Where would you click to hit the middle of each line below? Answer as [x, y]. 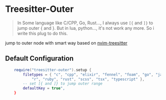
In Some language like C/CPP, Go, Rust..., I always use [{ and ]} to [85, 23]
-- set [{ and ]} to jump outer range [63, 84]
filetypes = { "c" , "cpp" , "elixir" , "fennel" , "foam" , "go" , [88, 75]
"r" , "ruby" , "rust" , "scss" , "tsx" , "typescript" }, [88, 79]
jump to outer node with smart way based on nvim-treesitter [66, 43]
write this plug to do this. [42, 33]
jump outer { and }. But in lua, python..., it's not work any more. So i [85, 28]
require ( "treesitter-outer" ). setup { [53, 70]
